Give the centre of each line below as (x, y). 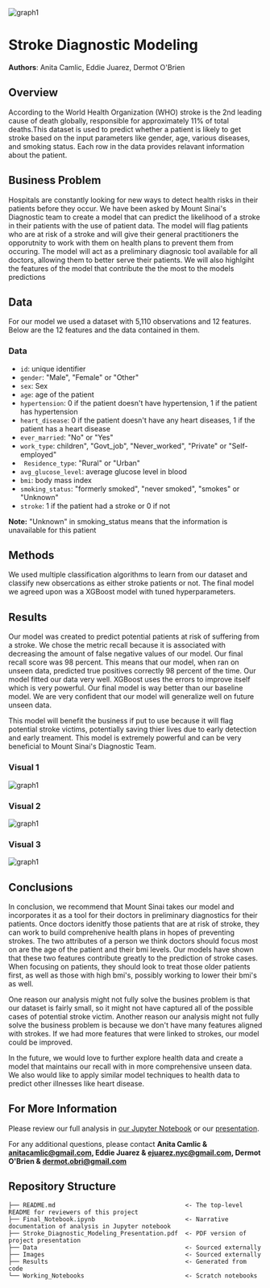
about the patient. (38, 155)
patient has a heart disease (65, 428)
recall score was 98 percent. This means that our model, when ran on (124, 662)
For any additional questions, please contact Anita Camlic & (108, 1144)
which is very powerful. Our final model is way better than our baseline (126, 688)
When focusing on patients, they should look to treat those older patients (129, 967)
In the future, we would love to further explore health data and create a (126, 1058)
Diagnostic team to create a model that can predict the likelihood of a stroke (134, 217)
